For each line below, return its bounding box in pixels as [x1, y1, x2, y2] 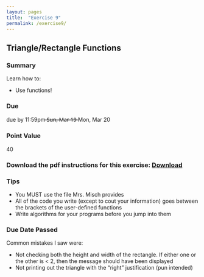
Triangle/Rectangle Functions [6, 43, 122, 53]
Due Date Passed [6, 225, 58, 234]
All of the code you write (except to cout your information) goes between [15, 197, 199, 205]
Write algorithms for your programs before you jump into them [15, 210, 172, 217]
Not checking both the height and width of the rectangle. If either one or [15, 251, 197, 259]
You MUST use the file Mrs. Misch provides [15, 191, 124, 198]
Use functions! [15, 86, 52, 94]
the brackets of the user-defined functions [15, 203, 122, 211]
